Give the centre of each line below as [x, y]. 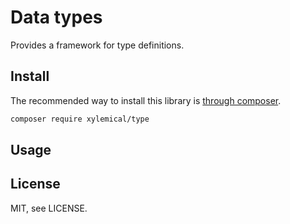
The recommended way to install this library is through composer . [146, 100]
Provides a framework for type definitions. [97, 45]
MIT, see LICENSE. [49, 208]
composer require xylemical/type [80, 119]
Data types [56, 17]
